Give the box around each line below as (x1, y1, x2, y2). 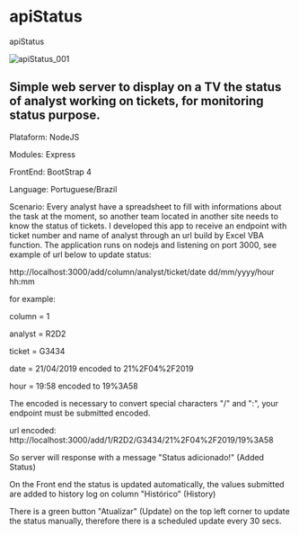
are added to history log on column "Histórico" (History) (9, 488, 216, 499)
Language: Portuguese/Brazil (9, 183, 118, 194)
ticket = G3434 (9, 345, 66, 356)
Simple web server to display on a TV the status (9, 79, 282, 95)
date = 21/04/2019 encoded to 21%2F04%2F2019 (9, 362, 194, 374)
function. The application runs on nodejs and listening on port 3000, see (9, 239, 277, 250)
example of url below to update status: (9, 249, 152, 260)
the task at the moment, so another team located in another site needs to (9, 210, 278, 221)
